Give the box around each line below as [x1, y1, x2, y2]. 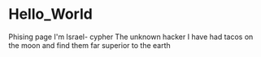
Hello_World [8, 5, 94, 24]
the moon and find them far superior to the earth [8, 40, 171, 50]
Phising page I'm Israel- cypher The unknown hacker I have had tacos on [8, 32, 254, 42]
